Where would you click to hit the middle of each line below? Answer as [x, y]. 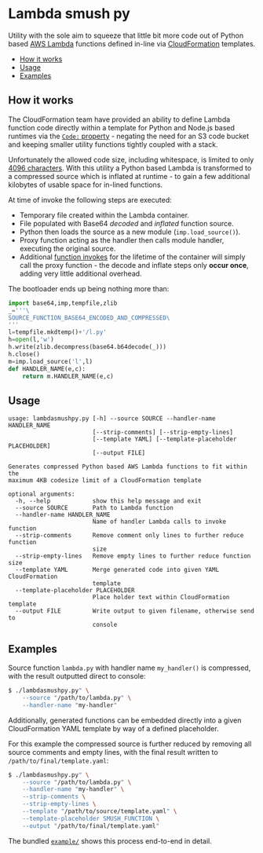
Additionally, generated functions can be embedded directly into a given [125, 720]
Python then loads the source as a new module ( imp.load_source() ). [130, 232]
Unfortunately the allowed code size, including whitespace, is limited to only [131, 159]
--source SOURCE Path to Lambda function [95, 508]
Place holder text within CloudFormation [161, 598]
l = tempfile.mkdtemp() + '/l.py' [58, 332]
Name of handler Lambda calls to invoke [159, 522]
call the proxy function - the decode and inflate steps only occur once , [134, 265]
